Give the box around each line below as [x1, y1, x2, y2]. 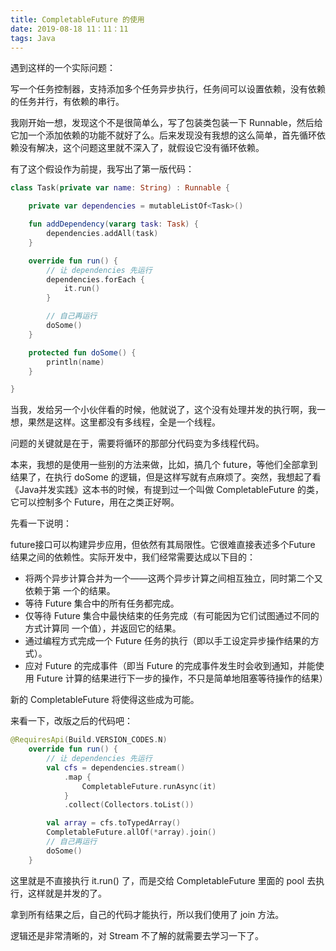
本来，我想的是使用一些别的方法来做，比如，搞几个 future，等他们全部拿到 [10, 459, 318, 471]
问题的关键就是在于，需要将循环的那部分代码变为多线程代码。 [10, 437, 265, 450]
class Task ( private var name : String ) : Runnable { [10, 183, 230, 193]
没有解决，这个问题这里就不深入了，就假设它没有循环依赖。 [18, 142, 265, 154]
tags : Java [10, 33, 56, 43]
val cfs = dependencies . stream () [46, 762, 186, 773]
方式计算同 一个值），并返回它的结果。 [24, 622, 182, 635]
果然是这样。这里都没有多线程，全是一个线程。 [27, 416, 221, 428]
